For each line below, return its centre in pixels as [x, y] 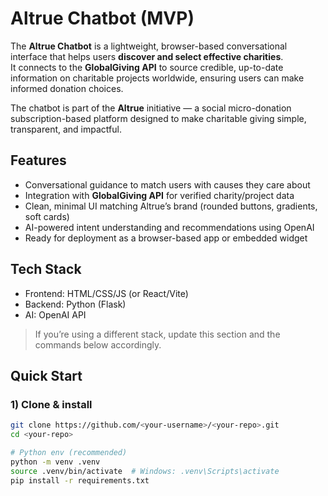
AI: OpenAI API [55, 314]
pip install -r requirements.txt [80, 480]
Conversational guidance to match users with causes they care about [167, 184]
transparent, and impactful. [66, 129]
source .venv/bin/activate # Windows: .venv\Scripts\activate [145, 471]
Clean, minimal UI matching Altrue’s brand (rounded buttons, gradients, [171, 206]
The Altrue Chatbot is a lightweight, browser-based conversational [149, 46]
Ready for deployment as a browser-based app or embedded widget [166, 238]
